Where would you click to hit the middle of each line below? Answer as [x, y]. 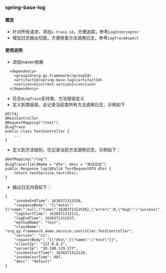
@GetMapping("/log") [26, 159]
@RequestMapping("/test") [32, 123]
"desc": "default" [33, 262]
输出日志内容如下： [32, 187]
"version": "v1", [32, 236]
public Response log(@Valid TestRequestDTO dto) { [58, 169]
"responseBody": [31, 205]
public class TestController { [37, 132]
